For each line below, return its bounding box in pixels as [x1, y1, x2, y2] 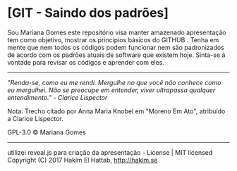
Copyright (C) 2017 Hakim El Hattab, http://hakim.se [7, 156, 158, 164]
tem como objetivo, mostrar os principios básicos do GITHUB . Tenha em [7, 35, 219, 44]
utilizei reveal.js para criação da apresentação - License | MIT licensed [7, 148, 213, 156]
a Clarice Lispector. [7, 114, 63, 122]
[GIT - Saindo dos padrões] [7, 5, 169, 21]
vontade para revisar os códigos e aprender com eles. [7, 58, 164, 66]
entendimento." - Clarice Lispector [7, 93, 108, 101]
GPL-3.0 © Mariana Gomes [7, 128, 86, 137]
